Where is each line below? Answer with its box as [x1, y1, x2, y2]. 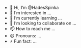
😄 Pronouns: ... [9, 33, 42, 39]
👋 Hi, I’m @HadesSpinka [9, 5, 59, 10]
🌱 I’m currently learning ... [9, 15, 62, 21]
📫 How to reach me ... [9, 26, 55, 31]
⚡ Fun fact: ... [9, 38, 37, 44]
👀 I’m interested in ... [9, 10, 52, 16]
